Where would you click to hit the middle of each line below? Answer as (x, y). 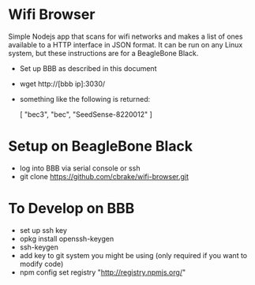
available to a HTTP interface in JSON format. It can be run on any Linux (126, 44)
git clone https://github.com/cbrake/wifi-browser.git (104, 176)
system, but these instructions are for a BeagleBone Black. (103, 53)
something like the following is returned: (85, 99)
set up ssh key (43, 230)
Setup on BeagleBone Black (101, 146)
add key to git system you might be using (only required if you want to (133, 255)
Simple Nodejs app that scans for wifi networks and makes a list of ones (126, 36)
